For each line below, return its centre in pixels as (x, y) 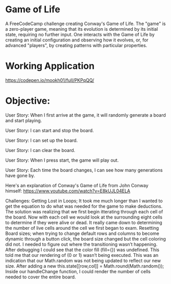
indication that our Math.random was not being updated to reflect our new (83, 260)
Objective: (28, 101)
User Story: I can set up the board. (42, 140)
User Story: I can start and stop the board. (50, 130)
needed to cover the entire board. (41, 277)
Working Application (50, 66)
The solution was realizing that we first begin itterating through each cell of (84, 211)
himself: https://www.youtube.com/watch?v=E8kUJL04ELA (68, 191)
